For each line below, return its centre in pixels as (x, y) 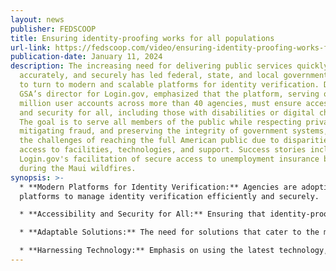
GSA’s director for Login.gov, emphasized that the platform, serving (169, 94)
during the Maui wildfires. (78, 168)
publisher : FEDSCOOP (53, 29)
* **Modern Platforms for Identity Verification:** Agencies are (158, 187)
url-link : (31, 47)
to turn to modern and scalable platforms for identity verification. (169, 85)
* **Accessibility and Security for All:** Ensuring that (143, 214)
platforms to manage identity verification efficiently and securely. (169, 196)
